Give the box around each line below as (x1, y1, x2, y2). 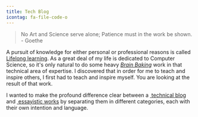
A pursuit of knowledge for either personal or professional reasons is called (6, 48, 191, 55)
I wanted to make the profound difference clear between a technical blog (6, 91, 186, 99)
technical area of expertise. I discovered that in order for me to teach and (6, 67, 186, 74)
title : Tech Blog (6, 8, 49, 15)
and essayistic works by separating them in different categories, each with (6, 97, 190, 105)
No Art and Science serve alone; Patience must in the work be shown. (20, 30, 193, 37)
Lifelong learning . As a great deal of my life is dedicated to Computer (6, 55, 175, 62)
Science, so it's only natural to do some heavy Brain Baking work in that (6, 61, 183, 68)
